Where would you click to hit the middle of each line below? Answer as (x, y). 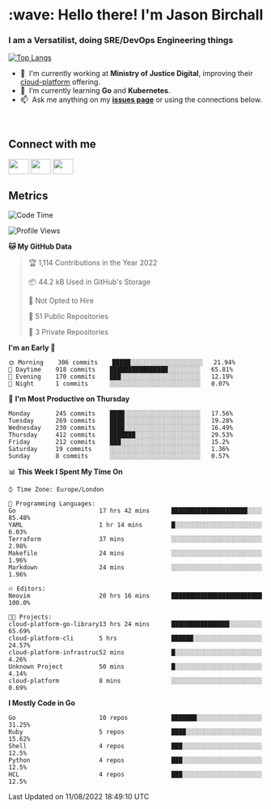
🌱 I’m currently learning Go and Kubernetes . (95, 91)
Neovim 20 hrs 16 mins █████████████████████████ (135, 596)
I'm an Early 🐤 (32, 348)
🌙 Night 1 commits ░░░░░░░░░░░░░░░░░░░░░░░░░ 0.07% (119, 384)
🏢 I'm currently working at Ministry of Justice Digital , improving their (136, 74)
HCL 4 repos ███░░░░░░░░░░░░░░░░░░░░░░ (135, 775)
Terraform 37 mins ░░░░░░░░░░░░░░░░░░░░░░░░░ (135, 539)
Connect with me (53, 144)
